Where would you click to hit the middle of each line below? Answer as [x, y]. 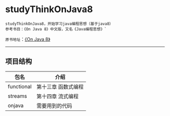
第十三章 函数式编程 [60, 87]
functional [20, 86]
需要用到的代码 [54, 106]
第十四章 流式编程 [58, 96]
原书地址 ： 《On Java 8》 [28, 39]
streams [17, 96]
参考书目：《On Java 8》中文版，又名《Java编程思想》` [56, 29]
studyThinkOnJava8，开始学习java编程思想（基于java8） [59, 24]
